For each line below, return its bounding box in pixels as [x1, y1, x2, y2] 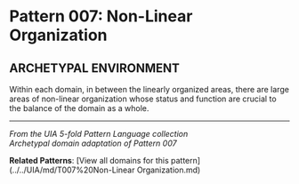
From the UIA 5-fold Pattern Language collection [9, 129, 189, 139]
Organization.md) [136, 164, 201, 175]
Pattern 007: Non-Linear [9, 6, 193, 27]
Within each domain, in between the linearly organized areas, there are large [9, 84, 289, 94]
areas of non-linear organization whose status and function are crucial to [9, 93, 278, 104]
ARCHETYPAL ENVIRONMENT [9, 60, 181, 76]
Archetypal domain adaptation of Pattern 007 [9, 138, 177, 148]
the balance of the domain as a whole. [9, 103, 149, 113]
